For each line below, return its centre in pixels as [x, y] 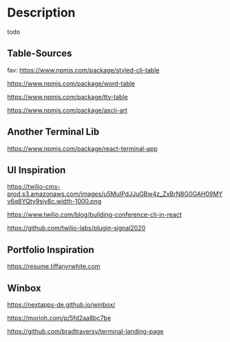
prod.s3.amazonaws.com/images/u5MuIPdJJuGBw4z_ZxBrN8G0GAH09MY [115, 194]
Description [41, 13]
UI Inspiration [36, 170]
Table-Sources [40, 53]
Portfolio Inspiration [51, 250]
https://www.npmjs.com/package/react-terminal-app [83, 148]
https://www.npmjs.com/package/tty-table [68, 97]
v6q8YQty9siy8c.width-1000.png [54, 201]
